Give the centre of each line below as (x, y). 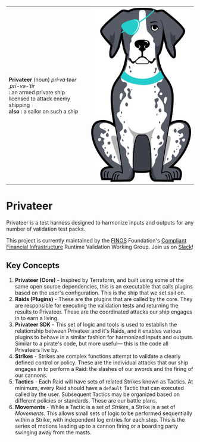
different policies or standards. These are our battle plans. (86, 400)
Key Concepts (33, 265)
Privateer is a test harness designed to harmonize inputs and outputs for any (100, 222)
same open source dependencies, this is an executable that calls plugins (104, 286)
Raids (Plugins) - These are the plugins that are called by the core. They (104, 299)
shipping (19, 105)
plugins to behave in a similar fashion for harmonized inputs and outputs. (104, 337)
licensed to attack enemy (39, 99)
